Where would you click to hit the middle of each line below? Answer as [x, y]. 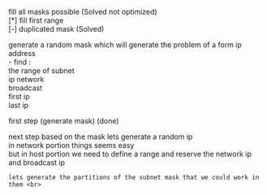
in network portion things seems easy [71, 145]
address [22, 53]
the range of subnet [41, 71]
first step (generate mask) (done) [64, 121]
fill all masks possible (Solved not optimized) [83, 12]
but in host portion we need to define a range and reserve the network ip [130, 154]
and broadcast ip [37, 162]
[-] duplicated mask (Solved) [56, 29]
